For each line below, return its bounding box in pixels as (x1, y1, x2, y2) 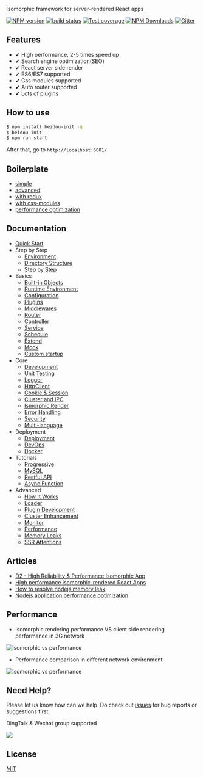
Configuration (24, 291, 59, 299)
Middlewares (24, 305, 57, 312)
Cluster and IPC (24, 395, 64, 402)
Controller (24, 318, 50, 325)
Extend (24, 337, 43, 344)
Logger (24, 376, 43, 384)
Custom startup (24, 350, 64, 357)
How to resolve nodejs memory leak (15, 585, 106, 592)
